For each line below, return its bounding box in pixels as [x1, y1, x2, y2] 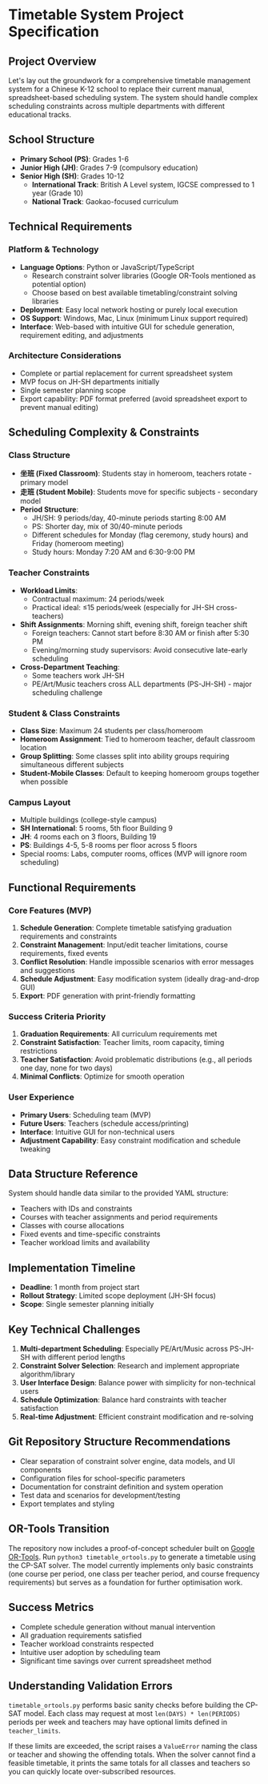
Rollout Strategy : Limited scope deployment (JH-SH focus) [19, 1291, 216, 1300]
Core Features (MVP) [8, 905, 92, 916]
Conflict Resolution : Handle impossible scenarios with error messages [19, 957, 254, 966]
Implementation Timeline [8, 1261, 136, 1275]
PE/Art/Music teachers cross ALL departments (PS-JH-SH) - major [31, 679, 252, 689]
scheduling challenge [31, 687, 102, 697]
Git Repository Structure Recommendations [8, 1435, 231, 1448]
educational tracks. [8, 110, 72, 119]
